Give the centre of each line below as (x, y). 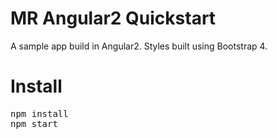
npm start (34, 123)
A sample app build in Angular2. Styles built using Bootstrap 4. (139, 46)
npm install (39, 113)
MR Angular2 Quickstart (113, 18)
